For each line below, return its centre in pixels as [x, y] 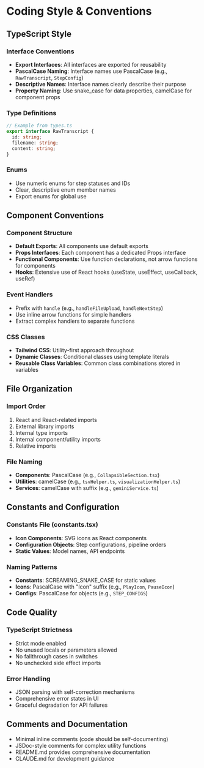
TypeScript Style [39, 34]
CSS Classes [26, 337]
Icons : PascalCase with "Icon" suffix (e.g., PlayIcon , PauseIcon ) [95, 587]
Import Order [26, 407]
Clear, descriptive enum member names [65, 190]
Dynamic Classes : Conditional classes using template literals [92, 357]
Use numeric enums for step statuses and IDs [73, 183]
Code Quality [32, 613]
